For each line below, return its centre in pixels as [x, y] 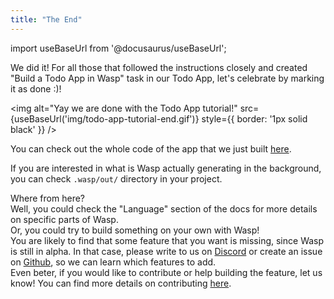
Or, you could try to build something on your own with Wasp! [135, 230]
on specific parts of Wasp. [64, 219]
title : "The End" [46, 19]
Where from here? [47, 198]
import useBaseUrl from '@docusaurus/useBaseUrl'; [118, 48]
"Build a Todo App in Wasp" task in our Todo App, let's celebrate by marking [167, 78]
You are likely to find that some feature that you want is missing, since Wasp [167, 240]
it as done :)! [36, 88]
